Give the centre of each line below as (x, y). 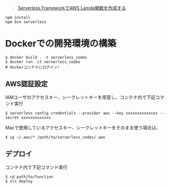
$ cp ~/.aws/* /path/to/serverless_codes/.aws (55, 137)
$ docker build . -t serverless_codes (46, 57)
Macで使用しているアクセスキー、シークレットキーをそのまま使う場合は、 (83, 127)
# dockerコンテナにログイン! (32, 67)
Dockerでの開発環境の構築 (61, 44)
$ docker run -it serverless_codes (43, 62)
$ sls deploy (19, 181)
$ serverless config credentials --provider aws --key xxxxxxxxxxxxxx (81, 113)
